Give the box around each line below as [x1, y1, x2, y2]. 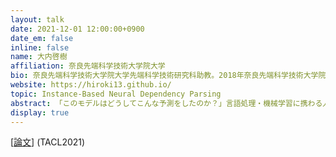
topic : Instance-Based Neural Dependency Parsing [10, 89, 222, 99]
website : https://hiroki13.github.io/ [10, 80, 172, 90]
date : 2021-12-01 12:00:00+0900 [10, 24, 145, 34]
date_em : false [10, 33, 74, 43]
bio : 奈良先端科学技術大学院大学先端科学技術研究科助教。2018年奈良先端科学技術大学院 [10, 71, 327, 81]
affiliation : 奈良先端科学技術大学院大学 [10, 61, 166, 71]
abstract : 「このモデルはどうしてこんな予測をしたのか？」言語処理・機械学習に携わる [10, 98, 323, 108]
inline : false [10, 42, 70, 53]
